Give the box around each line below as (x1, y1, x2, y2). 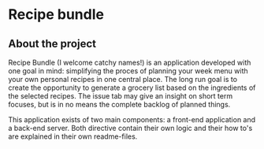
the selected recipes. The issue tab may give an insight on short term (8, 91, 233, 100)
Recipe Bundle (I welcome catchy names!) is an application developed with (8, 58, 251, 67)
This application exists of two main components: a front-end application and (8, 115, 256, 124)
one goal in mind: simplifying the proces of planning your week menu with (8, 66, 248, 76)
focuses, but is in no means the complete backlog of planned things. (8, 100, 231, 109)
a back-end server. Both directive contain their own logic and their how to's (8, 124, 253, 132)
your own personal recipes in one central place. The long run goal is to (8, 75, 238, 84)
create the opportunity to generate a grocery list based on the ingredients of (8, 83, 256, 92)
